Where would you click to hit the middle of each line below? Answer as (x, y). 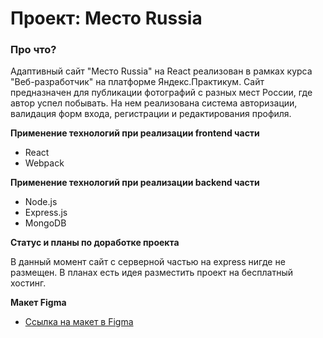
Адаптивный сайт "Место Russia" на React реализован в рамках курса (161, 71)
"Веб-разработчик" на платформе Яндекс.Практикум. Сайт (137, 82)
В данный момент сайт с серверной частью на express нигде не (148, 262)
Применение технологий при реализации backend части (135, 183)
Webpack (44, 163)
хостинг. (28, 283)
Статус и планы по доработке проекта (95, 243)
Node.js (41, 202)
